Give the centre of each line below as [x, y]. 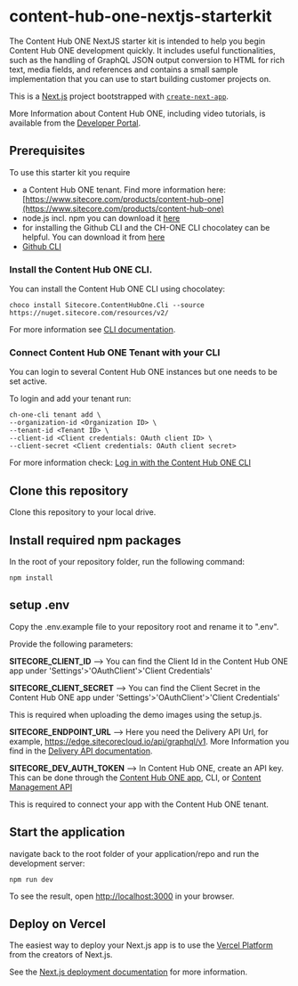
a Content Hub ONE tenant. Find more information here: [124, 190]
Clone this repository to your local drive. [83, 512]
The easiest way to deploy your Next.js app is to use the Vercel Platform [141, 945]
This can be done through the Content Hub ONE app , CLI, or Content [135, 778]
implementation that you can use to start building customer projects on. [140, 78]
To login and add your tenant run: [70, 399]
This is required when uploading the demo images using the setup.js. [136, 714]
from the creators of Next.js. [61, 955]
